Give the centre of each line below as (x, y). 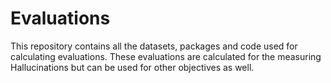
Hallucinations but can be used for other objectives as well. (132, 67)
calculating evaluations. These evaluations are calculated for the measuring (166, 56)
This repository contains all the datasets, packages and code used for (154, 46)
